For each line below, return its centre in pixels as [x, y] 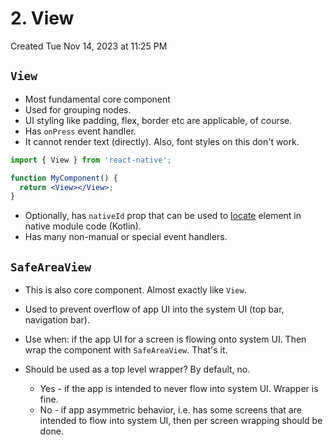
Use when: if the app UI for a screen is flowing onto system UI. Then [165, 339]
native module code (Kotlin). [83, 226]
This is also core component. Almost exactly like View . [135, 290]
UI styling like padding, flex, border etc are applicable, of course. [158, 120]
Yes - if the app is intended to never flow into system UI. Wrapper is [179, 389]
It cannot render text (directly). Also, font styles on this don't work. [162, 141]
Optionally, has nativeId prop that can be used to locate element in [163, 216]
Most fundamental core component [97, 99]
